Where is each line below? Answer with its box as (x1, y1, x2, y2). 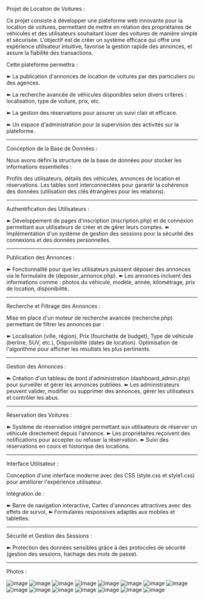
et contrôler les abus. (6, 394, 59, 401)
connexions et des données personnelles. (6, 236, 111, 244)
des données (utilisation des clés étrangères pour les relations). (6, 188, 166, 195)
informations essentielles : (6, 163, 72, 170)
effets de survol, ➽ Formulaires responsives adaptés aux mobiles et (6, 508, 175, 515)
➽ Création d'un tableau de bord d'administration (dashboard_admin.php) (6, 375, 190, 382)
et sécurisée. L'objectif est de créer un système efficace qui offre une (6, 36, 181, 43)
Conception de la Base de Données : (6, 145, 98, 152)
